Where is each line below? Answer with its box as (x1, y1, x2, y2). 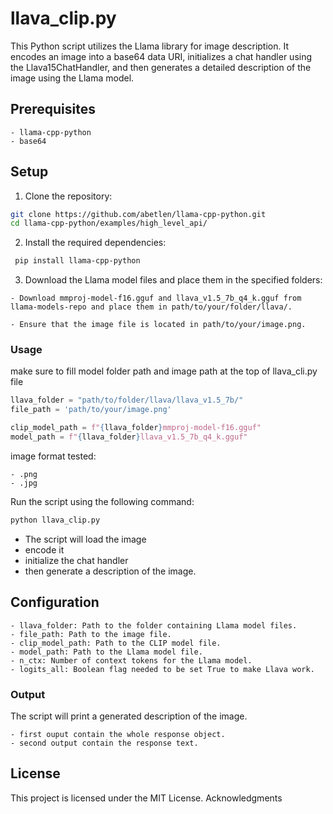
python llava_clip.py (10, 515, 101, 525)
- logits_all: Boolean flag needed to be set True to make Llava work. (10, 664, 315, 674)
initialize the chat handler (24, 554, 129, 566)
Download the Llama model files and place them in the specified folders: (24, 274, 323, 286)
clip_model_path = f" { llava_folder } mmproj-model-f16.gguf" (10, 423, 262, 433)
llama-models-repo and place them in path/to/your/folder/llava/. (10, 302, 293, 312)
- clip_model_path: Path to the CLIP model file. (10, 638, 222, 648)
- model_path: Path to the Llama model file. (10, 647, 203, 657)
